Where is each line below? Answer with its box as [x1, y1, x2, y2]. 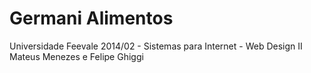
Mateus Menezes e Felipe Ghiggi [9, 50, 144, 62]
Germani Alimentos [9, 7, 174, 30]
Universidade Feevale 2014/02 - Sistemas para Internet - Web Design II [9, 40, 303, 52]
